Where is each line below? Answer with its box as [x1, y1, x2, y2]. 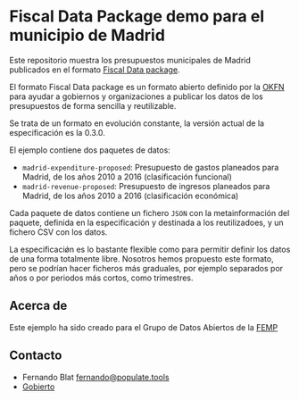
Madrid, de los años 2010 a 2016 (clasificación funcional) [21, 171, 232, 182]
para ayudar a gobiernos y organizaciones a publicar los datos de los [9, 91, 263, 102]
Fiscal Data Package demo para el [9, 6, 265, 27]
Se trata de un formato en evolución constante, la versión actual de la [9, 118, 265, 129]
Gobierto [21, 381, 55, 392]
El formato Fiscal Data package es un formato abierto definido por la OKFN [9, 81, 285, 92]
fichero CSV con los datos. [9, 226, 108, 237]
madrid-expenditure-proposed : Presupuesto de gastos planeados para [21, 162, 279, 172]
